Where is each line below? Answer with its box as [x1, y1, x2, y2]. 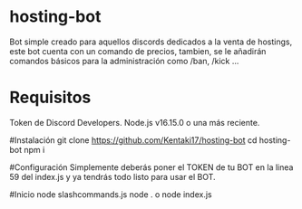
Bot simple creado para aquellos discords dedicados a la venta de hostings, [9, 36, 293, 47]
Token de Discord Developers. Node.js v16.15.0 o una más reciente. [9, 117, 260, 128]
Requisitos [9, 88, 92, 108]
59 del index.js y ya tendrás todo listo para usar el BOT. [9, 171, 216, 182]
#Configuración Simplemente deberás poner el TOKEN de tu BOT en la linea [9, 161, 294, 173]
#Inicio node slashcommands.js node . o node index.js [9, 188, 212, 200]
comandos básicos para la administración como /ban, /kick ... [9, 55, 239, 66]
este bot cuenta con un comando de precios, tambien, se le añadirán [9, 45, 267, 56]
